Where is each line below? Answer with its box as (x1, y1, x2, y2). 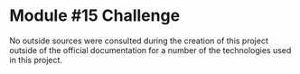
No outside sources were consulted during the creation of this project (9, 35, 268, 46)
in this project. (9, 54, 63, 65)
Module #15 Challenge (9, 5, 181, 26)
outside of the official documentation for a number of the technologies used (9, 44, 292, 55)
